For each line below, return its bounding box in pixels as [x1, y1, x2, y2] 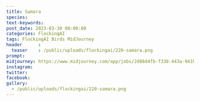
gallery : [6, 81, 28, 87]
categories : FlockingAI [6, 31, 65, 37]
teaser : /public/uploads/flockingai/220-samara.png [11, 48, 153, 53]
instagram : [6, 64, 33, 70]
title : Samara [6, 8, 42, 15]
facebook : [6, 75, 31, 81]
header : [6, 42, 42, 48]
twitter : [6, 70, 28, 75]
